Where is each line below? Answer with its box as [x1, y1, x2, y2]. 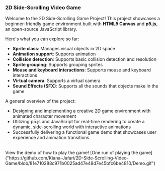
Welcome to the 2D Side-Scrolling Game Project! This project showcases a [5, 16, 160, 22]
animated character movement [12, 113, 76, 119]
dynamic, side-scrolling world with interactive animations [12, 124, 131, 130]
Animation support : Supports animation [12, 51, 96, 57]
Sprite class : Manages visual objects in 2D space [12, 46, 116, 52]
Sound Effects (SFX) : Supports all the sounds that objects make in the [12, 83, 158, 89]
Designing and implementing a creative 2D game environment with [12, 108, 151, 114]
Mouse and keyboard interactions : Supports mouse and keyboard [12, 67, 151, 73]
